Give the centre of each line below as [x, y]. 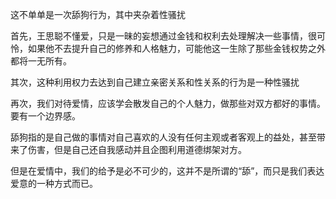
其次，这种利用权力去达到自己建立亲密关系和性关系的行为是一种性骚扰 [155, 82]
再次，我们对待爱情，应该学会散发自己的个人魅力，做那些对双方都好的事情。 [168, 103]
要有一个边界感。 [45, 116]
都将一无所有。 [41, 61]
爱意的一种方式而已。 [54, 183]
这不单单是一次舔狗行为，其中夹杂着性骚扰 [98, 14]
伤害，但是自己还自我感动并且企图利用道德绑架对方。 [137, 149]
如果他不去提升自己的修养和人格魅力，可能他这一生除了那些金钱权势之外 [176, 48]
